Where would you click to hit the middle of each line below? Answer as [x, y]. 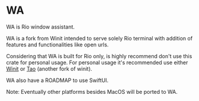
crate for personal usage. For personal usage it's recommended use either [97, 62]
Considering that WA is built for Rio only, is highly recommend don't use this [99, 56]
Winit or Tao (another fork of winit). [49, 68]
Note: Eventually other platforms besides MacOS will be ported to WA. [92, 91]
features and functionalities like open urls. [57, 45]
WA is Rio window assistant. [41, 27]
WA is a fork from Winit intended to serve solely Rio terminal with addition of [99, 38]
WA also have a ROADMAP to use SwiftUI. [57, 80]
